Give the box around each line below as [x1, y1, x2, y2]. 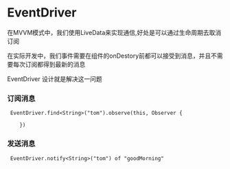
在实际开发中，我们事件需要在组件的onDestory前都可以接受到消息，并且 [7, 52, 211, 60]
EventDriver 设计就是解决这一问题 [7, 74, 102, 83]
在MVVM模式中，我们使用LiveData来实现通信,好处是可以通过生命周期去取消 [7, 28, 222, 36]
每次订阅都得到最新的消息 [12, 60, 86, 68]
